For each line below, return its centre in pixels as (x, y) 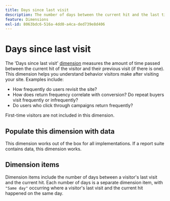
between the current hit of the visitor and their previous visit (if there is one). (85, 69)
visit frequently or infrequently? (45, 100)
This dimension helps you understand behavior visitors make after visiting (82, 74)
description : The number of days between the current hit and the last (82, 15)
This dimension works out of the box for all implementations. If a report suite (85, 143)
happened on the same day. (34, 193)
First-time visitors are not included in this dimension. (60, 115)
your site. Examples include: (35, 80)
